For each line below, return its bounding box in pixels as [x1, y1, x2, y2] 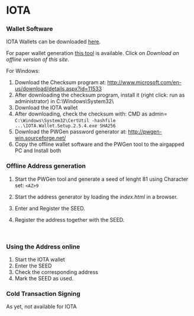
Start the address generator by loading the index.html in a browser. [14, 193, 178, 200]
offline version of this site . [6, 56, 70, 63]
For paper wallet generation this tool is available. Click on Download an [6, 50, 179, 57]
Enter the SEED [14, 262, 52, 270]
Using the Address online [6, 242, 80, 251]
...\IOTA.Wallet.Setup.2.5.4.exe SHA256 [14, 123, 116, 129]
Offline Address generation [6, 162, 86, 170]
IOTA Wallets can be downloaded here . [6, 38, 101, 45]
